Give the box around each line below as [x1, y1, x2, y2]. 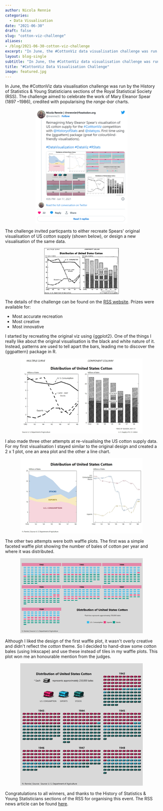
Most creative [12, 319, 40, 325]
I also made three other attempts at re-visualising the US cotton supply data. [5, 438, 158, 444]
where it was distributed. [5, 548, 55, 554]
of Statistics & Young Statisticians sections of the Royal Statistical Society [5, 88, 152, 94]
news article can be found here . [5, 801, 69, 807]
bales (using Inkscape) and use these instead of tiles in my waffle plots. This [5, 648, 158, 654]
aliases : [5, 39, 23, 44]
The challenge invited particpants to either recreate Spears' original [5, 228, 140, 234]
